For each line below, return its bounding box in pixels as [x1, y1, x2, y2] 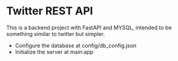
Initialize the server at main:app [15, 48, 94, 55]
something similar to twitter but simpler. [6, 30, 105, 37]
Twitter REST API [6, 4, 93, 18]
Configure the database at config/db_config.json [15, 42, 137, 49]
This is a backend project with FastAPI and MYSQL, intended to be [6, 24, 172, 31]
